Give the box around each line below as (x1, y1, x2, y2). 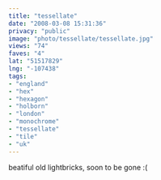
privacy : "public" (8, 27, 70, 35)
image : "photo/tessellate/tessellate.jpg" (8, 34, 154, 43)
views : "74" (8, 42, 49, 50)
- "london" (8, 110, 45, 118)
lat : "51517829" (8, 58, 63, 66)
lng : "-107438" (8, 65, 60, 73)
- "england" (8, 79, 49, 88)
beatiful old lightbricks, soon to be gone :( (8, 162, 148, 172)
